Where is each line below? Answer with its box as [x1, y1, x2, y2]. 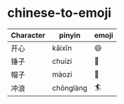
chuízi [51, 56, 73, 66]
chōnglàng [51, 83, 88, 93]
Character [11, 30, 46, 40]
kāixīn [51, 43, 73, 53]
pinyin [58, 30, 81, 40]
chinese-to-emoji [7, 5, 111, 21]
